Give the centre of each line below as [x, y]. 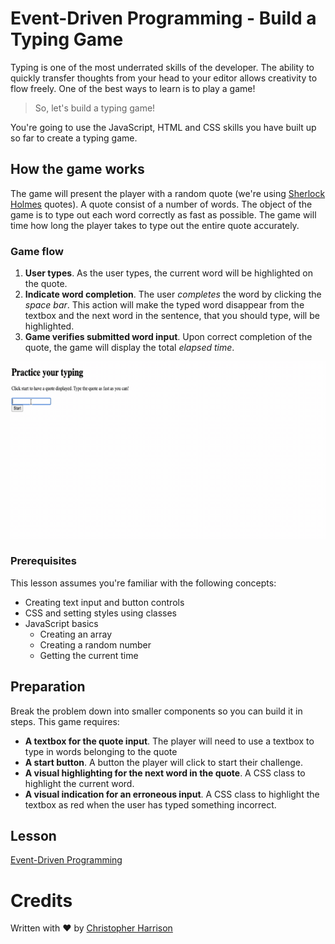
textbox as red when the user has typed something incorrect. [150, 804]
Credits [41, 900]
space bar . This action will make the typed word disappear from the [164, 305]
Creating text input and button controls [104, 602]
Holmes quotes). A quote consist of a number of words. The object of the [161, 204]
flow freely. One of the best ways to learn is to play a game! [133, 88]
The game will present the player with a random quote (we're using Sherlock [168, 193]
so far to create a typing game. [74, 138]
